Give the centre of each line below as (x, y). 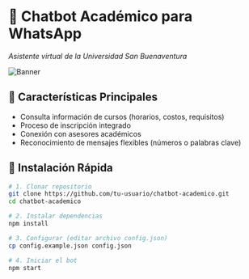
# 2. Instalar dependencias (56, 216)
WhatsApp (45, 34)
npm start (25, 268)
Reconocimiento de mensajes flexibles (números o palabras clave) (131, 142)
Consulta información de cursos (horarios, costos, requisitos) (122, 116)
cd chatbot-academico (45, 201)
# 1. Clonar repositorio (50, 186)
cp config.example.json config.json (70, 246)
